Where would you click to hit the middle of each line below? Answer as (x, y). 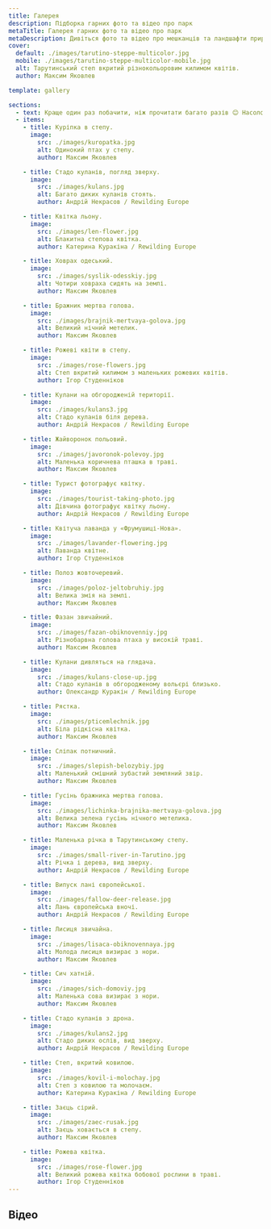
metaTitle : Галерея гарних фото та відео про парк (95, 31)
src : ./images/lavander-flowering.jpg (102, 544)
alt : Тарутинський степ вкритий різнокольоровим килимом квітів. (128, 69)
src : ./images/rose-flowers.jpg (92, 365)
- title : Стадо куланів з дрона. (79, 1018)
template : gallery (39, 90)
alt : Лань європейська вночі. (88, 907)
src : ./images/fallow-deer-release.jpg (104, 900)
